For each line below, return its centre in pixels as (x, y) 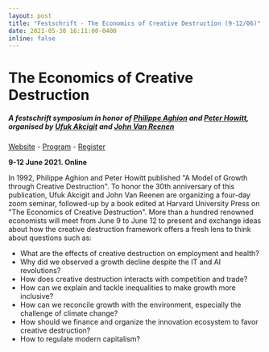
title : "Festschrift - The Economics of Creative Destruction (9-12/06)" (135, 23)
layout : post (30, 16)
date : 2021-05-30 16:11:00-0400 (62, 31)
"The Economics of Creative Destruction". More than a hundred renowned (131, 212)
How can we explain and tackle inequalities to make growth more (128, 288)
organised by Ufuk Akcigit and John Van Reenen (91, 126)
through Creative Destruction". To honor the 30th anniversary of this (122, 187)
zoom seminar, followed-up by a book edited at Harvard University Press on (134, 204)
